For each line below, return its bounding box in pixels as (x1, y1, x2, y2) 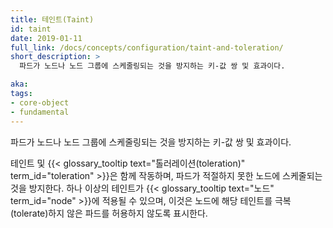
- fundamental (10, 107, 70, 117)
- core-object (10, 97, 70, 108)
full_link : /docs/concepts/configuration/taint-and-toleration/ (10, 42, 284, 53)
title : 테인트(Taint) (10, 14, 95, 25)
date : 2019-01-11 (10, 33, 83, 43)
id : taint (10, 24, 52, 34)
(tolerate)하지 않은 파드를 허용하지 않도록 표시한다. (10, 207, 208, 219)
